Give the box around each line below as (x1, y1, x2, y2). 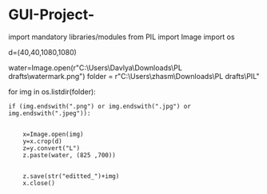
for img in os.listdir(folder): (8, 86, 96, 97)
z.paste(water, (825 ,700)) (22, 151, 116, 159)
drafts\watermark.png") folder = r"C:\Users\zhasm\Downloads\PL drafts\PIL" (8, 71, 260, 81)
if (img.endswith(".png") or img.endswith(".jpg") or (8, 102, 192, 110)
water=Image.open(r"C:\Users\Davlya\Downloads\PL (8, 62, 182, 73)
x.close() (22, 179, 56, 187)
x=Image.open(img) (22, 130, 84, 138)
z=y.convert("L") (22, 144, 81, 152)
